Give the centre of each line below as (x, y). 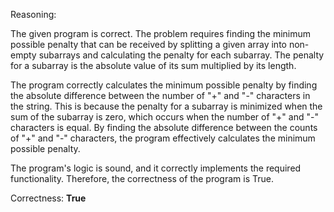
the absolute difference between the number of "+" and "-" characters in (160, 95)
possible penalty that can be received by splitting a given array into (148, 44)
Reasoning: (33, 14)
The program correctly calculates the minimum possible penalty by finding (164, 85)
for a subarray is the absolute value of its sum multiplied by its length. (153, 65)
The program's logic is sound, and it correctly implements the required (156, 168)
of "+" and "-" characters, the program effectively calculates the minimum (163, 138)
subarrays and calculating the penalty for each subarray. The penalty (181, 55)
